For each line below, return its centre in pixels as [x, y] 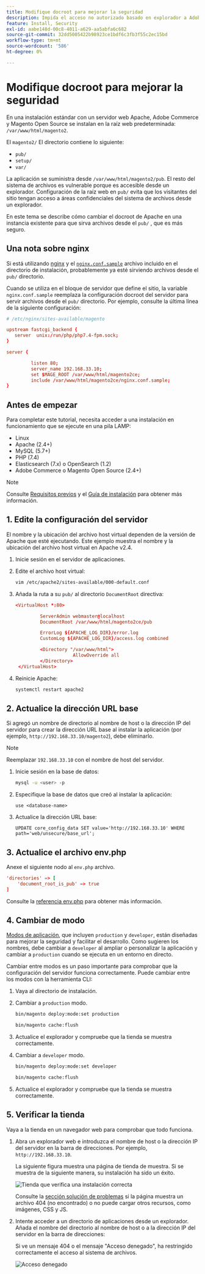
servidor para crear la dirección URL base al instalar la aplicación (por [94, 730]
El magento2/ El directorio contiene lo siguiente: [65, 142]
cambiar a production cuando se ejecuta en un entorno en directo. [90, 955]
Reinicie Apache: [36, 678]
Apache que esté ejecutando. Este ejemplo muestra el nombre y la [90, 541]
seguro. [16, 229]
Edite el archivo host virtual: [50, 571]
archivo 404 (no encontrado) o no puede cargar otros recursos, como [103, 1203]
